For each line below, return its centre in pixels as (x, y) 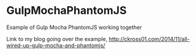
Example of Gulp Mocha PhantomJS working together (74, 27)
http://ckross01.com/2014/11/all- (149, 39)
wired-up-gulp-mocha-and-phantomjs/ (56, 45)
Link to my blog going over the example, (57, 39)
